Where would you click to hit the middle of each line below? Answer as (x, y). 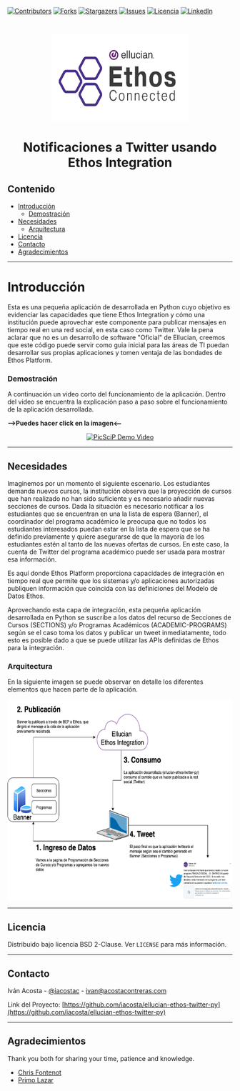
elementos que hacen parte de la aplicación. (72, 689)
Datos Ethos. (26, 596)
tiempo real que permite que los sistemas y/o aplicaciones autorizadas (111, 581)
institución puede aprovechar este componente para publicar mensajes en (117, 322)
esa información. (32, 559)
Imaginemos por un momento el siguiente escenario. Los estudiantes (109, 484)
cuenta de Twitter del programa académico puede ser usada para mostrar (116, 552)
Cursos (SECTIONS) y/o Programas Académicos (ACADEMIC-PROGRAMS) (117, 625)
